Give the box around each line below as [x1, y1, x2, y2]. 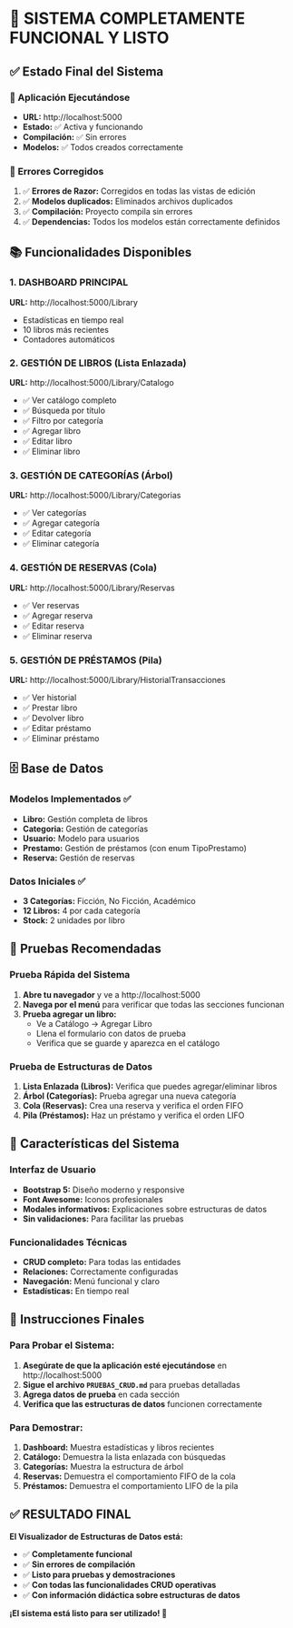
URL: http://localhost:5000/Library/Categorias [9, 490, 181, 501]
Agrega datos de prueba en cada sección [22, 1389, 180, 1400]
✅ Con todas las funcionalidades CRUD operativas [22, 1579, 217, 1590]
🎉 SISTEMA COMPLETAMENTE [9, 8, 246, 29]
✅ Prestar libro [22, 702, 78, 713]
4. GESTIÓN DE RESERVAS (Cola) [9, 561, 157, 574]
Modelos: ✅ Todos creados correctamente [22, 141, 184, 153]
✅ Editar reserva [22, 620, 84, 631]
